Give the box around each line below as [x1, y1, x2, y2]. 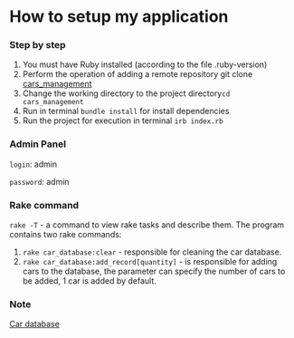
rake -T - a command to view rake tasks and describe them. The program [9, 219, 285, 230]
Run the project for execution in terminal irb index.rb [22, 115, 223, 126]
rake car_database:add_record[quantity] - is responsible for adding [22, 256, 278, 267]
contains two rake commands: [9, 229, 122, 240]
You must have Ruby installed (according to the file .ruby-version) [22, 59, 268, 70]
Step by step [9, 39, 66, 52]
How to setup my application [9, 6, 229, 27]
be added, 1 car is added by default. [22, 275, 156, 286]
